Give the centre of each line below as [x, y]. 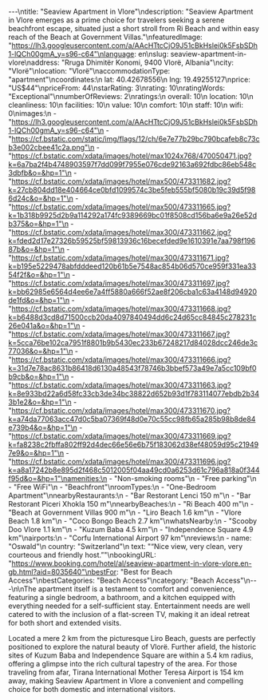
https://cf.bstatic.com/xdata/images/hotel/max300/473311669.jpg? [121, 436]
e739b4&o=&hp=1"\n [43, 428]
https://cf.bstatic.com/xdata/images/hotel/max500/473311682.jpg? [121, 181]
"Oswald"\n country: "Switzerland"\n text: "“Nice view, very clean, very [126, 546]
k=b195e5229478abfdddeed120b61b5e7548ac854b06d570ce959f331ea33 [132, 266]
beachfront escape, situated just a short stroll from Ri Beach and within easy [134, 28]
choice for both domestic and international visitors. [92, 689]
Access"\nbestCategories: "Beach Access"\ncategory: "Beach [111, 580]
